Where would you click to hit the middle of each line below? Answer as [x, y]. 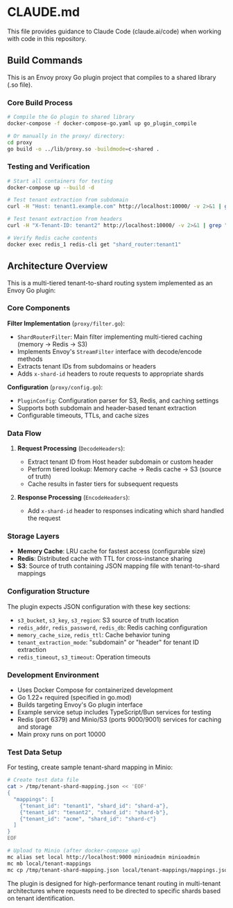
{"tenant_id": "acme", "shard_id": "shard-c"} [88, 819]
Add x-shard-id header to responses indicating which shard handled [126, 511]
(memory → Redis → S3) [52, 344]
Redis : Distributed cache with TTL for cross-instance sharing [104, 559]
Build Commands [45, 61]
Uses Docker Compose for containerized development [95, 690]
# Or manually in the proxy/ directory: [67, 136]
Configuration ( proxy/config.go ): [55, 387]
